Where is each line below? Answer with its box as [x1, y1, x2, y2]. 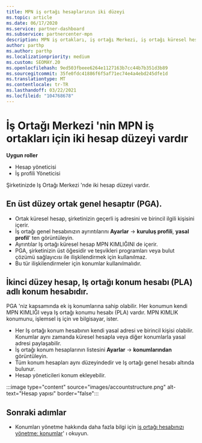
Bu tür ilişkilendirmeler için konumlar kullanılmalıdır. [14, 260, 142, 267]
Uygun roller [6, 151, 38, 159]
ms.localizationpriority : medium [6, 54, 90, 60]
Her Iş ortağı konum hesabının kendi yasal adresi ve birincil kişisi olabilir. [14, 327, 194, 335]
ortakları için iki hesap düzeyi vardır [6, 131, 188, 145]
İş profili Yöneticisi [14, 169, 61, 177]
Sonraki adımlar [6, 407, 67, 418]
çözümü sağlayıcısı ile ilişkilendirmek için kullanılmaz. [14, 253, 147, 260]
